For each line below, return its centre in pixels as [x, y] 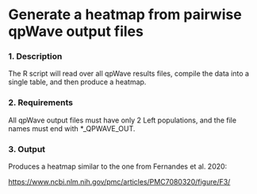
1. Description [35, 56]
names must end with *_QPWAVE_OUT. [72, 128]
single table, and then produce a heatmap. [77, 82]
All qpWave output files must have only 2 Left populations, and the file [122, 120]
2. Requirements [41, 103]
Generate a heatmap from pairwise [125, 15]
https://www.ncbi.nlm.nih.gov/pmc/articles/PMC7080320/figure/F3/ [119, 182]
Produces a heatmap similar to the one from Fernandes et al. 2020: [118, 167]
